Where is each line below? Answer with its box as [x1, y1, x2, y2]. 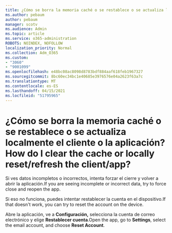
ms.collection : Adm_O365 [5, 50, 58, 55]
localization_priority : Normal [5, 45, 72, 51]
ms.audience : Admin [5, 27, 47, 32]
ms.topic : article [5, 31, 45, 36]
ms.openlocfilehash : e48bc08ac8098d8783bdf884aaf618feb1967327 [5, 69, 143, 75]
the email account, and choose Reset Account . [5, 222, 105, 228]
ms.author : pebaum [5, 12, 45, 17]
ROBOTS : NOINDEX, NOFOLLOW [5, 41, 63, 46]
